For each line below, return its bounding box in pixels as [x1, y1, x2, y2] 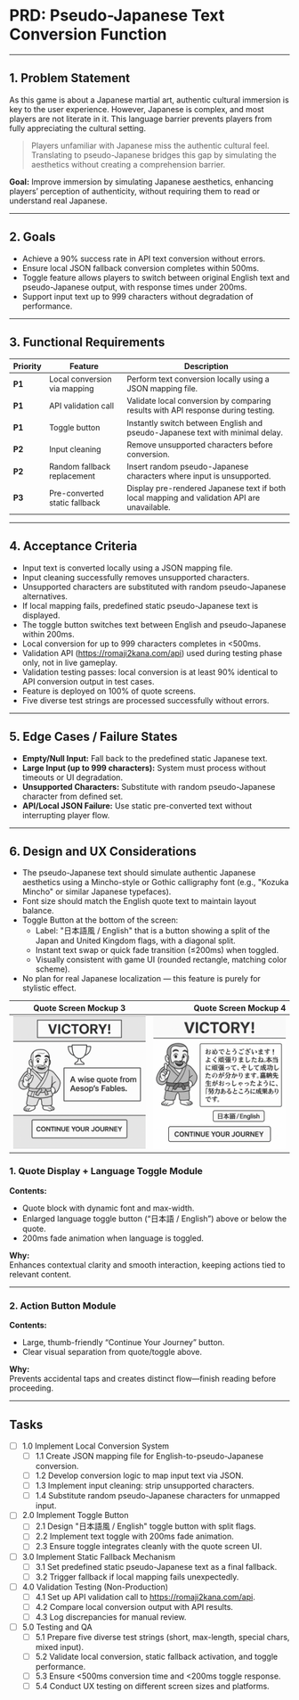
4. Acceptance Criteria [9, 538, 138, 554]
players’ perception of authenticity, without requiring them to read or [9, 185, 261, 196]
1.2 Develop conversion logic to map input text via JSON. [35, 1470, 244, 1481]
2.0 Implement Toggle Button [21, 1510, 129, 1521]
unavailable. [126, 502, 171, 513]
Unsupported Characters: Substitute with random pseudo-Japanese [21, 781, 276, 792]
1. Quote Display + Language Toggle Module [9, 1165, 203, 1178]
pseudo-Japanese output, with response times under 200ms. [21, 282, 247, 292]
